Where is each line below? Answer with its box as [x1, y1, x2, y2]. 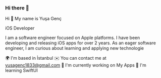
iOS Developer [5, 25, 35, 31]
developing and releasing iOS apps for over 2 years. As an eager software [5, 40, 156, 46]
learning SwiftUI [5, 68, 38, 74]
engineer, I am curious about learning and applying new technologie [5, 45, 144, 51]
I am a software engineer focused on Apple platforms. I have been [5, 35, 140, 41]
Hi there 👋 [5, 4, 30, 11]
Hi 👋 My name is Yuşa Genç [5, 16, 62, 22]
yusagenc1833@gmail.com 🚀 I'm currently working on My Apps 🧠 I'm [5, 62, 147, 68]
